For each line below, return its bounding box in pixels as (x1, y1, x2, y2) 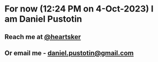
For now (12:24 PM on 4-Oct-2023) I (4, 3, 154, 14)
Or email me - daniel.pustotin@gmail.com (4, 49, 134, 57)
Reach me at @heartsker (4, 33, 81, 41)
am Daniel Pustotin (4, 13, 82, 25)
